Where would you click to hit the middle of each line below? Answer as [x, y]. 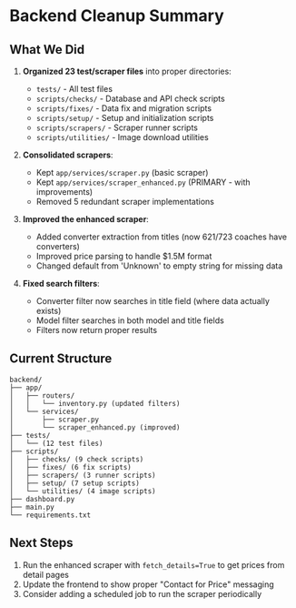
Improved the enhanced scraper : [86, 219]
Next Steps [41, 543]
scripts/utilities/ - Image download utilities [122, 137]
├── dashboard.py [42, 499]
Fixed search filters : [61, 284]
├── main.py [32, 507]
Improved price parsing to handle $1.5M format [124, 256]
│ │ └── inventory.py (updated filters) [95, 403]
